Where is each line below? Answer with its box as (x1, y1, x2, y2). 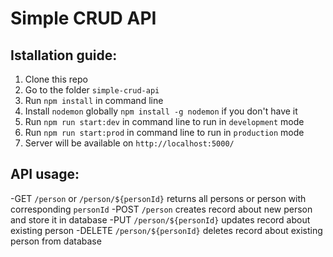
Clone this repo (24, 73, 88, 85)
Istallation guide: (10, 47, 118, 64)
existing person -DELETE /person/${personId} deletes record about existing (10, 224, 323, 236)
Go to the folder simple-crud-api (24, 84, 160, 96)
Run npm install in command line (24, 95, 164, 106)
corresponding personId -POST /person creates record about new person (10, 203, 313, 215)
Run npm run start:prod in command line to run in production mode (24, 127, 305, 138)
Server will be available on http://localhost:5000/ (24, 137, 235, 149)
